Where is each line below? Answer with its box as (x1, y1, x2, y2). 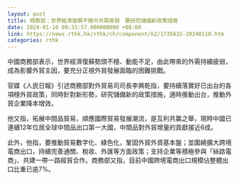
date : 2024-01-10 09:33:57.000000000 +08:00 (7, 23, 142, 31)
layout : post (7, 10, 46, 18)
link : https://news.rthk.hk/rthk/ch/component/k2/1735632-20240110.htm (7, 30, 224, 38)
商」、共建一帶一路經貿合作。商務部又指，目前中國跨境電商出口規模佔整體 (7, 156, 223, 164)
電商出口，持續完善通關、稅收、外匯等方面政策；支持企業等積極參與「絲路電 (7, 147, 232, 156)
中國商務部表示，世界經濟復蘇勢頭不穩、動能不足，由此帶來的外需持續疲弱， (7, 58, 232, 66)
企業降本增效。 (13, 99, 58, 107)
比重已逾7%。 (13, 165, 55, 174)
